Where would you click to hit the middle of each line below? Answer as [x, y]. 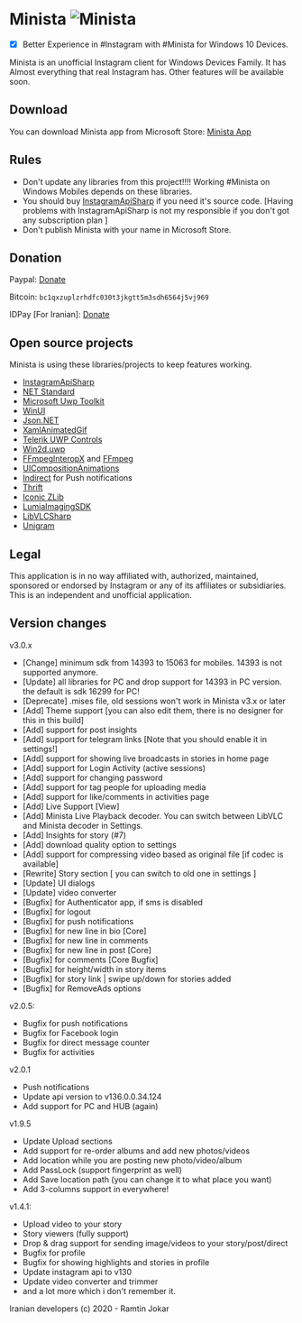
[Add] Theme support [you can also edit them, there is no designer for [153, 710]
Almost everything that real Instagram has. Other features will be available [146, 72]
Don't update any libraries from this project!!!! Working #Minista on [146, 181]
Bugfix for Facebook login [70, 1033]
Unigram [38, 526]
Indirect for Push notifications [77, 478]
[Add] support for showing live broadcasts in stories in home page [146, 758]
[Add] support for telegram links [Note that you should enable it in [145, 739]
